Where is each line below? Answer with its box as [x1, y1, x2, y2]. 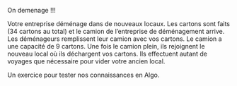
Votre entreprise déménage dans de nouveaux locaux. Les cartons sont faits [7, 20, 230, 27]
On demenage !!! [7, 6, 56, 14]
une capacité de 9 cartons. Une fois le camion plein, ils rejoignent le [7, 42, 205, 50]
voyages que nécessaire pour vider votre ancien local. [7, 57, 166, 66]
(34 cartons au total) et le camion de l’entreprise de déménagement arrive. [7, 27, 225, 35]
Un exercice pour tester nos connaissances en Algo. [7, 70, 160, 79]
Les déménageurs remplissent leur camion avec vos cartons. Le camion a [7, 35, 222, 43]
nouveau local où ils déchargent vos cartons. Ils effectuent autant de [7, 49, 207, 58]
